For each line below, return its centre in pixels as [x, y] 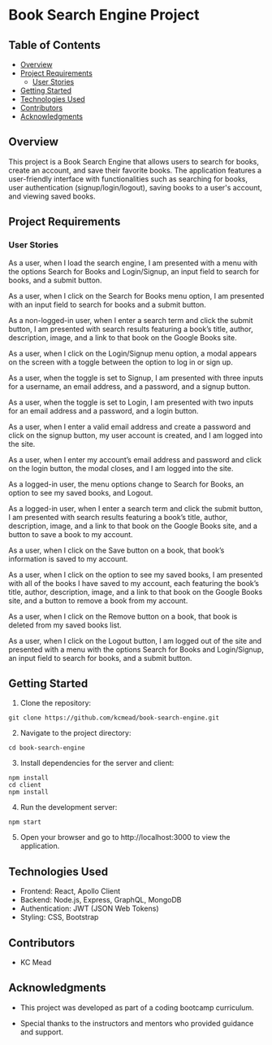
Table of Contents [55, 45]
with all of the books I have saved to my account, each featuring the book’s [134, 583]
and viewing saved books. [52, 196]
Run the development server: [69, 807]
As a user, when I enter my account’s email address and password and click [135, 459]
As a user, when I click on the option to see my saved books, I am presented [136, 575]
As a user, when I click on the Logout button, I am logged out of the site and [135, 641]
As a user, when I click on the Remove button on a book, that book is [123, 616]
